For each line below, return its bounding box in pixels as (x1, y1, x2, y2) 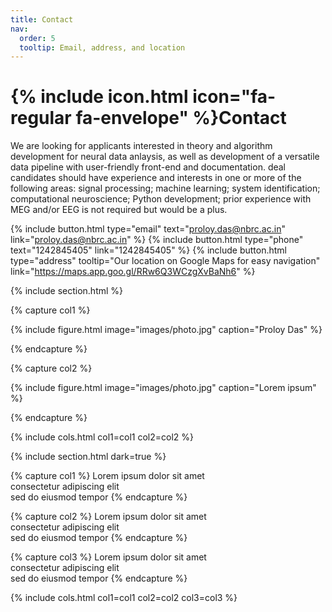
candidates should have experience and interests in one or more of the (10, 172, 302, 184)
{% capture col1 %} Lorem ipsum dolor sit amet (10, 470, 205, 482)
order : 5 (19, 33, 56, 43)
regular (10, 107, 72, 130)
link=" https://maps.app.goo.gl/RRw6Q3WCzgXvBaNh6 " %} (10, 266, 256, 278)
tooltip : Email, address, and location (19, 42, 186, 53)
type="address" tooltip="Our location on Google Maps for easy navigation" (10, 255, 321, 267)
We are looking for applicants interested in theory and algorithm (10, 140, 273, 152)
